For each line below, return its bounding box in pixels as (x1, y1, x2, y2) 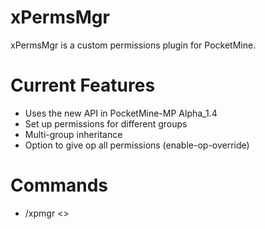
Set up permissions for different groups (24, 117, 188, 130)
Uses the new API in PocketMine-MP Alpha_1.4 (24, 107, 218, 119)
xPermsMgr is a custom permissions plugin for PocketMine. (10, 39, 257, 51)
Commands (10, 174, 109, 197)
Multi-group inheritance (24, 128, 123, 140)
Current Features (10, 74, 156, 97)
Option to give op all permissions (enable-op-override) (24, 139, 250, 151)
